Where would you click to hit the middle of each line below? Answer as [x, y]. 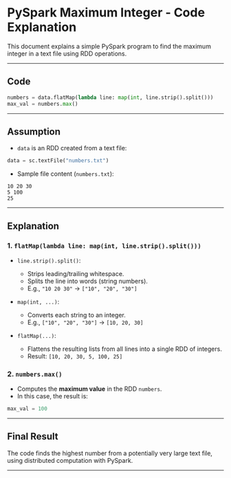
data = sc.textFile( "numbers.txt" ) [58, 161]
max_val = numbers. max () [43, 104]
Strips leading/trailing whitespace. [76, 273]
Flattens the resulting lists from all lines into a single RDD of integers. [124, 349]
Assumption [34, 132]
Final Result [33, 436]
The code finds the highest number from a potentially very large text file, [110, 453]
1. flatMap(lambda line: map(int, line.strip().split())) [104, 245]
